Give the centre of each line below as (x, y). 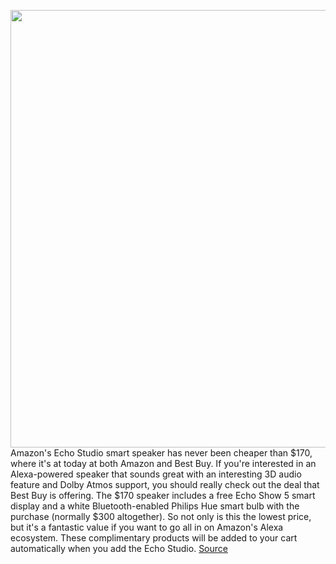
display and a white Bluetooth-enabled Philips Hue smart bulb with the (155, 506)
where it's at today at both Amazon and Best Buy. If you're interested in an (163, 463)
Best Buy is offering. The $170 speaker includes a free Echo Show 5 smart (163, 495)
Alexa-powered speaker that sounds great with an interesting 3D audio (156, 474)
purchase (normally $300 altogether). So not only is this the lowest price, (161, 516)
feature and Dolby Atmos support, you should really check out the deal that (165, 484)
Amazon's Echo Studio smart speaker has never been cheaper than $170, (161, 453)
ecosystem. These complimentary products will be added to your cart (154, 538)
